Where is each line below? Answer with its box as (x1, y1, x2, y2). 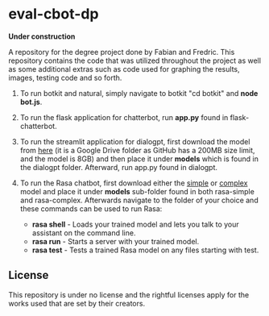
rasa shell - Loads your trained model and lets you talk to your (31, 219, 239, 229)
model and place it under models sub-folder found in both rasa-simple (19, 186, 255, 196)
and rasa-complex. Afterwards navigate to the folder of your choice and (19, 195, 259, 205)
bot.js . (19, 97, 43, 106)
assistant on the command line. (31, 227, 136, 238)
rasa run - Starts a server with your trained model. (31, 236, 200, 246)
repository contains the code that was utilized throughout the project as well (8, 56, 262, 65)
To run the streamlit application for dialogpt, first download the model (19, 136, 250, 146)
